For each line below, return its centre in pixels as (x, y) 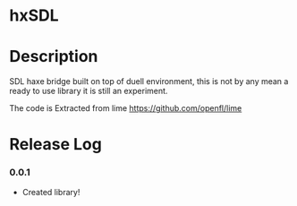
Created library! (51, 192)
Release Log (56, 145)
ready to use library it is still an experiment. (89, 91)
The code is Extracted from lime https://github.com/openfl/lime (126, 108)
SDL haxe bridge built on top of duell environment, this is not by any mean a (149, 82)
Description (54, 57)
